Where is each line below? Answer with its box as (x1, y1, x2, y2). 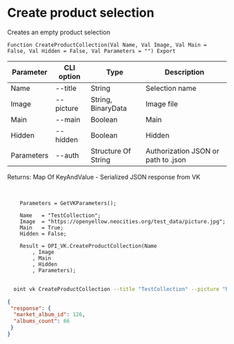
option (58, 71, 81, 81)
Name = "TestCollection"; (19, 211, 101, 219)
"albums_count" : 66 (13, 317, 70, 325)
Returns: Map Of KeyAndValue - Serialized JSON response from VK (7, 172, 201, 181)
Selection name (146, 83, 197, 93)
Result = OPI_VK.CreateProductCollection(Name (19, 242, 157, 249)
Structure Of (90, 146, 131, 156)
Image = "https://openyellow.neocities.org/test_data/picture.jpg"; (19, 218, 226, 225)
